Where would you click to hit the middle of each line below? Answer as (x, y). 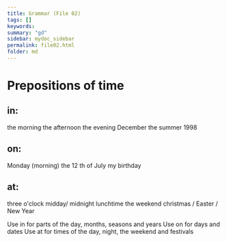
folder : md (23, 52)
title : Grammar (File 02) (44, 13)
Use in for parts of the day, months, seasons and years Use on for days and (113, 224)
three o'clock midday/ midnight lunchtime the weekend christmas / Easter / (112, 204)
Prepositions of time (66, 86)
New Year (21, 210)
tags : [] (19, 20)
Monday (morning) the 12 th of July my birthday (74, 165)
